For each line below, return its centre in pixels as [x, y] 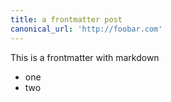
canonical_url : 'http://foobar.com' [86, 29]
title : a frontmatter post [66, 19]
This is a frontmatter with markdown [85, 57]
